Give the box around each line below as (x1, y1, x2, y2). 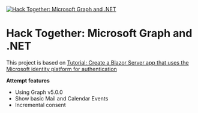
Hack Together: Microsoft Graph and (6, 27, 193, 40)
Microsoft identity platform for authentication (6, 65, 117, 72)
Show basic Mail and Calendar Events (14, 94, 109, 102)
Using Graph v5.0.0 (14, 88, 63, 96)
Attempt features (6, 77, 50, 84)
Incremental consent (14, 101, 66, 108)
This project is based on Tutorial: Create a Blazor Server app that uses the (6, 59, 189, 66)
